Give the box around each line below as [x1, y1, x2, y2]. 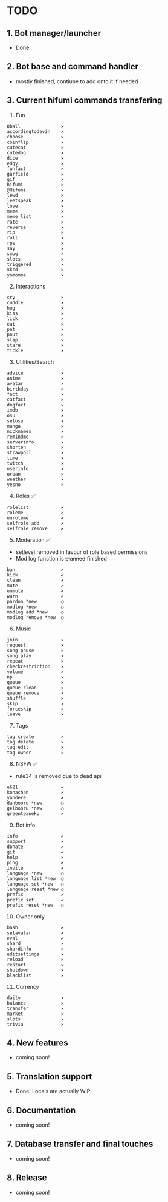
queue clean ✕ [7, 685, 64, 691]
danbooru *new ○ [7, 800, 64, 806]
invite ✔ [7, 865, 64, 871]
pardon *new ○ [7, 598, 64, 604]
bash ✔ [7, 924, 64, 931]
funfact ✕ [7, 165, 64, 172]
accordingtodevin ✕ [7, 128, 64, 134]
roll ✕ [7, 234, 64, 241]
